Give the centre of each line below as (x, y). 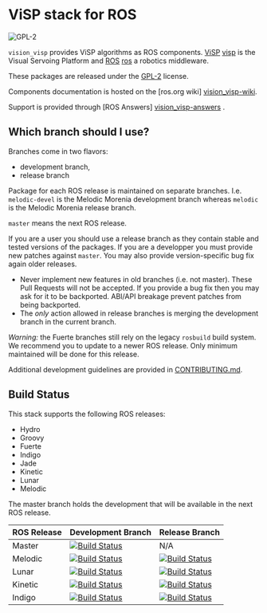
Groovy (32, 438)
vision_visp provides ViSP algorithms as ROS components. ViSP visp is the (132, 52)
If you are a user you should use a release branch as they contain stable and (133, 238)
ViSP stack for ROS (73, 15)
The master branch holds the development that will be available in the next (131, 504)
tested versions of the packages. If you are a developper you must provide (131, 247)
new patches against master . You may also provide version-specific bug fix (132, 255)
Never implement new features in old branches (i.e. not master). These (136, 279)
